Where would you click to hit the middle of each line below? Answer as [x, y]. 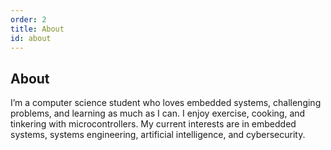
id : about [31, 38]
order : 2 [28, 19]
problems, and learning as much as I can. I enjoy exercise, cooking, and [158, 113]
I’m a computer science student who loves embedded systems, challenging [166, 103]
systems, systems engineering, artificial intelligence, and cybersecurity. [158, 135]
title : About [37, 29]
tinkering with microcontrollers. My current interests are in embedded [153, 124]
